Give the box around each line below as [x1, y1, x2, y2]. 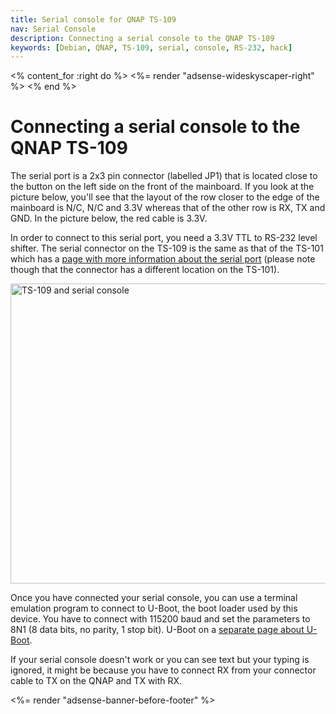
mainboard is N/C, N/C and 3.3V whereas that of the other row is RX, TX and [10, 202, 326, 214]
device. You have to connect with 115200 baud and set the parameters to [10, 613, 311, 625]
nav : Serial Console [10, 24, 97, 34]
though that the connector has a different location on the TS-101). [10, 264, 280, 276]
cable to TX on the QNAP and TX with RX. [10, 675, 183, 687]
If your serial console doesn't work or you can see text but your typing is [10, 654, 310, 666]
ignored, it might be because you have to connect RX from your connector [10, 664, 317, 676]
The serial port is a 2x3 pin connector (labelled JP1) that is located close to [10, 170, 318, 182]
